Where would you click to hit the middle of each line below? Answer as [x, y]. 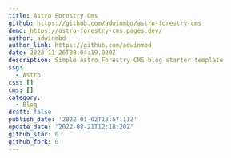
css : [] [21, 82]
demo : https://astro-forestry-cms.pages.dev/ [85, 30]
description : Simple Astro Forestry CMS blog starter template [116, 61]
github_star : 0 [34, 134]
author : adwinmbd [37, 38]
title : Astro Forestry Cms [53, 16]
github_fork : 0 [34, 142]
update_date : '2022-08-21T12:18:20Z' [71, 127]
